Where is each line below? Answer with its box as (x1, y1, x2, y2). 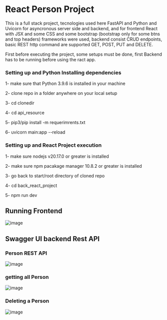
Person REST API (5, 250, 47, 257)
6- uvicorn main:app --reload (5, 129, 65, 135)
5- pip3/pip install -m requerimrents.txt (5, 120, 85, 126)
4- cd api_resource (5, 110, 45, 116)
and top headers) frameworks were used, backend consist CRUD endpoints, (5, 36, 162, 42)
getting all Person (5, 273, 49, 280)
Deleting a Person (5, 297, 49, 304)
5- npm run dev (5, 192, 37, 198)
